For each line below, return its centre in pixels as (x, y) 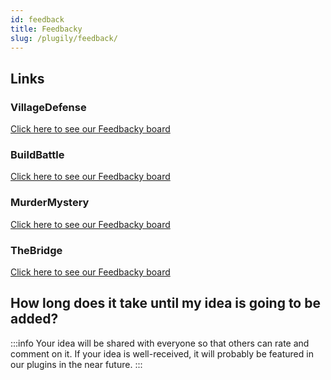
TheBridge (36, 250)
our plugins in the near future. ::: (76, 364)
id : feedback (37, 19)
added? (34, 319)
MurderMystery (50, 203)
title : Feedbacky (46, 29)
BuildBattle (37, 154)
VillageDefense (48, 107)
